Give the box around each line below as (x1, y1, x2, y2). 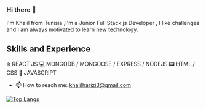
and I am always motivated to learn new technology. (6, 26, 138, 33)
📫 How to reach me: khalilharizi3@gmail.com (15, 81, 131, 89)
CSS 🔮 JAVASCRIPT (6, 69, 57, 77)
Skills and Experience (6, 43, 91, 54)
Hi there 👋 (6, 6, 37, 14)
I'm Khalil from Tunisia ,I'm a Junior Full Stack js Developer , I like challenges (6, 20, 200, 27)
